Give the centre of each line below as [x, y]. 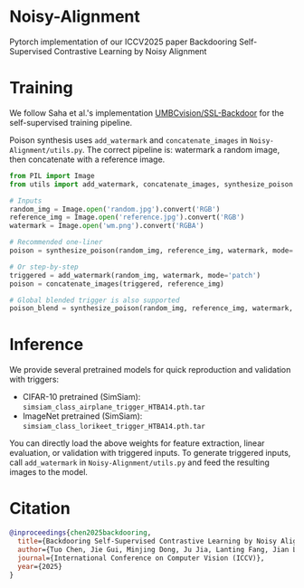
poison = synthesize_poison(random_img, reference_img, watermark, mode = [152, 251]
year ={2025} [40, 566]
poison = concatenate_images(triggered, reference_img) [117, 284]
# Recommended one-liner [56, 242]
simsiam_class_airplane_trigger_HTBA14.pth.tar [114, 408]
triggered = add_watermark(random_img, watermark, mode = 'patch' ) [135, 275]
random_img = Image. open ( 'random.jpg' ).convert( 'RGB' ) [115, 209]
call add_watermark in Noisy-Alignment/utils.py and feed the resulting [139, 462]
